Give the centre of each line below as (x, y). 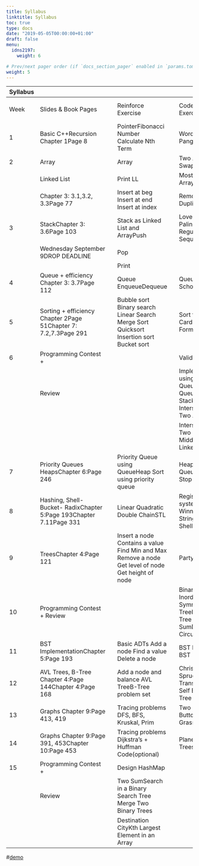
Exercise (129, 113)
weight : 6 (29, 56)
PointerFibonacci (141, 126)
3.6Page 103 (58, 232)
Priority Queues (62, 464)
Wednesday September (73, 249)
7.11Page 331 (60, 523)
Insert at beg (135, 192)
